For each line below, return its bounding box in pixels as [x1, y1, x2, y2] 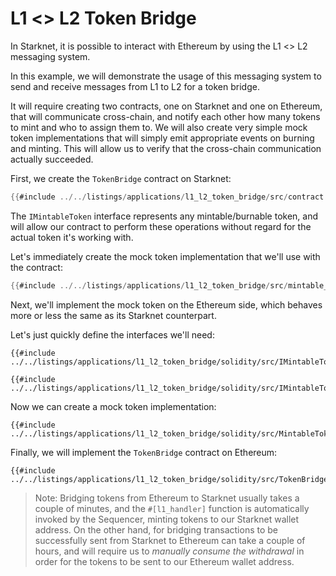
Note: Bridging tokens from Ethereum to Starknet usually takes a [34, 492, 300, 504]
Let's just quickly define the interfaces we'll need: [10, 328, 215, 341]
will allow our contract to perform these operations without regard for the [10, 220, 312, 232]
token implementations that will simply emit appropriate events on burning [10, 132, 315, 144]
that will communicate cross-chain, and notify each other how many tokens [10, 110, 321, 122]
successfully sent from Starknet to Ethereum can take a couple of [34, 534, 306, 546]
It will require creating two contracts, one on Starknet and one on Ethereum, [10, 100, 323, 112]
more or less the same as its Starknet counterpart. [10, 309, 217, 321]
